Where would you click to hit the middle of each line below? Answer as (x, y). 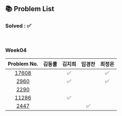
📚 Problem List (30, 9)
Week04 (16, 50)
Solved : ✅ (18, 26)
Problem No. (23, 64)
